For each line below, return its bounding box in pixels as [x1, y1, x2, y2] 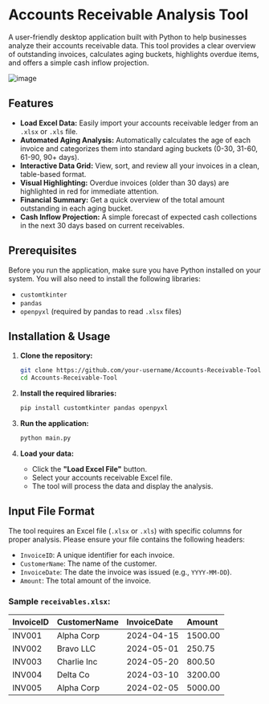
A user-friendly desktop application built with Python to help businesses [8, 32, 247, 42]
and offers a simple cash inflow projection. [8, 58, 149, 68]
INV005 [12, 681, 43, 693]
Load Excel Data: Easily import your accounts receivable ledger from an [19, 118, 259, 128]
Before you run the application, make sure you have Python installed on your [8, 265, 261, 275]
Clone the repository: [19, 351, 93, 361]
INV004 [12, 669, 43, 680]
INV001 [12, 629, 43, 641]
